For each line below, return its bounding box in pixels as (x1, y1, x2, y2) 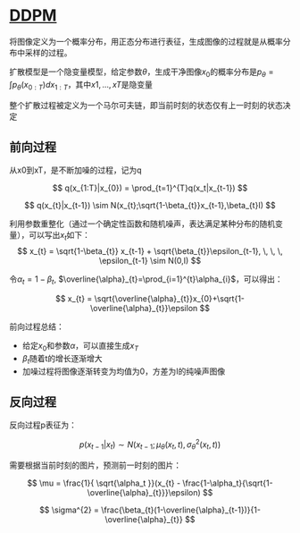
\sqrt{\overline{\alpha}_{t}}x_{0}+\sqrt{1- (94, 292, 246, 304)
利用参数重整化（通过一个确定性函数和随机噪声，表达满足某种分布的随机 (9, 218, 275, 229)
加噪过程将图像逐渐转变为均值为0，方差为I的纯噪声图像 (21, 366, 226, 376)
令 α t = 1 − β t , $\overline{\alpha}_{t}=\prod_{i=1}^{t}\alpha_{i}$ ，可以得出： (9, 274, 283, 286)
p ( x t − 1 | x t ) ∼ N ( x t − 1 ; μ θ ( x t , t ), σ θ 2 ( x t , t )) (79, 437, 221, 452)
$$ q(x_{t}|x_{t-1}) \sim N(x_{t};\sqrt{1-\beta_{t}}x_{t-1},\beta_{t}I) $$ (24, 200, 276, 211)
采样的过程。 (24, 47, 72, 58)
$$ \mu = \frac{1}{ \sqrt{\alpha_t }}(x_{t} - (26, 478, 181, 488)
